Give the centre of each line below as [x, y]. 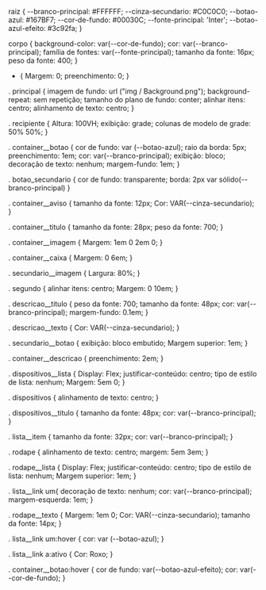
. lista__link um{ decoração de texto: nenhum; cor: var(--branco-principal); [130, 491]
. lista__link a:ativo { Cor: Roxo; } [61, 554]
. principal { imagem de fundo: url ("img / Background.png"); [107, 91]
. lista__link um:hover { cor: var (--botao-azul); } [86, 539]
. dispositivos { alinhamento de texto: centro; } [84, 397]
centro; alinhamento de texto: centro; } [71, 108]
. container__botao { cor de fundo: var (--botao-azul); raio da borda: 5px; [127, 147]
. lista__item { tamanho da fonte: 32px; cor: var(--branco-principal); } [121, 437]
